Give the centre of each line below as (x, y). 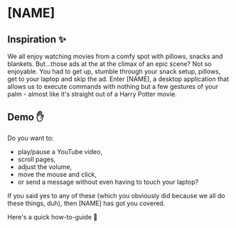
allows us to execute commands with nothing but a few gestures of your (113, 86)
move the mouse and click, (57, 174)
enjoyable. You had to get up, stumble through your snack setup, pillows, (114, 71)
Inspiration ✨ (37, 39)
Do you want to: (31, 138)
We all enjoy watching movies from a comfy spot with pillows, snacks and (115, 56)
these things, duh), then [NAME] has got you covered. (86, 203)
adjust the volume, (45, 167)
